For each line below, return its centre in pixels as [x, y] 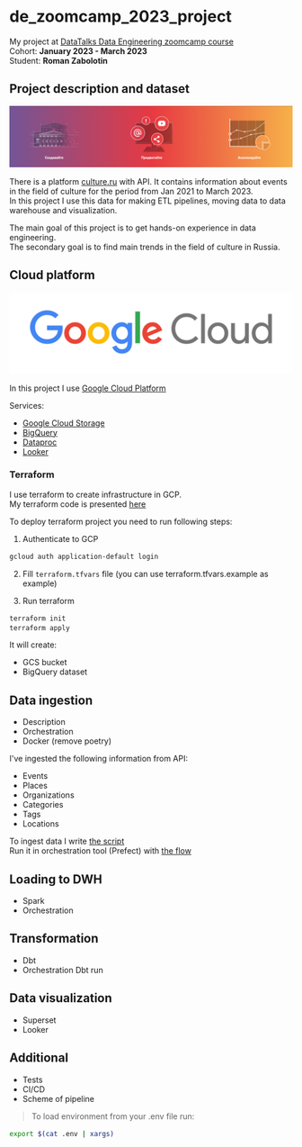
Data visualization [61, 998]
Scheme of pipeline [58, 1098]
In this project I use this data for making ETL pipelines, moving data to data [147, 201]
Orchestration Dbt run [62, 970]
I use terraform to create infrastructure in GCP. [96, 494]
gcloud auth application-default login [84, 556]
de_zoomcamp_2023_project [120, 17]
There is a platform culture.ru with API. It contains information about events [148, 182]
